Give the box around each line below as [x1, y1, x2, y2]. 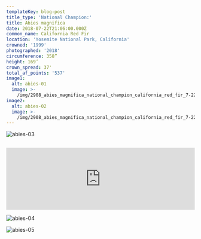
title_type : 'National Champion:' [6, 14, 93, 20]
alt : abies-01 [11, 81, 47, 87]
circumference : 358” [6, 53, 58, 59]
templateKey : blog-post [6, 8, 66, 15]
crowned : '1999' [6, 42, 47, 48]
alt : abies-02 [11, 103, 47, 109]
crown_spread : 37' [6, 64, 52, 71]
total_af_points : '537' [6, 70, 66, 76]
